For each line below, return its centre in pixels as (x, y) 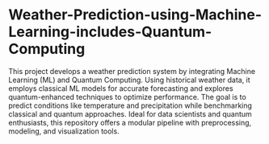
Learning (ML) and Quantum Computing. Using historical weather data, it (129, 80)
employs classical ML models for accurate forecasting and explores (121, 88)
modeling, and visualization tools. (64, 131)
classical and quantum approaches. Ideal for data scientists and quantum (130, 113)
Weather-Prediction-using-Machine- (135, 15)
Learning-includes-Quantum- (110, 32)
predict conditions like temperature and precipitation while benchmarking (130, 105)
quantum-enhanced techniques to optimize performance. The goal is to (127, 97)
